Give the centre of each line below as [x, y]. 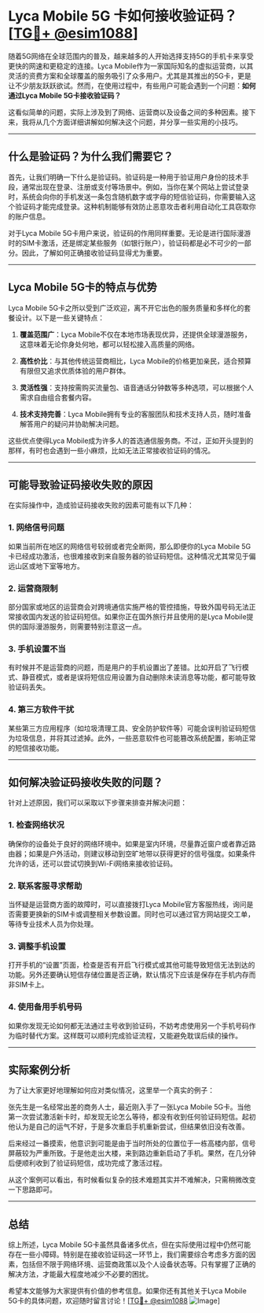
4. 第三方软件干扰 [41, 710]
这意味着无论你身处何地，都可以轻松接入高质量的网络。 [109, 344]
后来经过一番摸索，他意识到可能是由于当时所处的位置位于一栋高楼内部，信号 [132, 1143]
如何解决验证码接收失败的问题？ [86, 782]
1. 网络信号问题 [37, 528]
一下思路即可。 [32, 1189]
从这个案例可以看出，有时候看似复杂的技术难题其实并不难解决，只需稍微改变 [132, 1180]
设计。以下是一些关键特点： [59, 317]
